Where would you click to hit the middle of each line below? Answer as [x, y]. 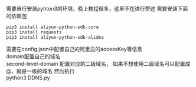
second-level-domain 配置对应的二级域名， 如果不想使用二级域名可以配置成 [98, 64]
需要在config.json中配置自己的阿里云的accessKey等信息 [74, 49]
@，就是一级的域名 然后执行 [40, 71]
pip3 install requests [34, 32]
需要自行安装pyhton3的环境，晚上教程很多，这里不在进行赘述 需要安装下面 [97, 9]
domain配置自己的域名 [33, 56]
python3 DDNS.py [28, 78]
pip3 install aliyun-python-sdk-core [53, 27]
